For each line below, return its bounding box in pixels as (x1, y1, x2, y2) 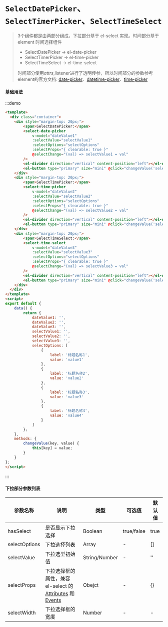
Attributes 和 (44, 590, 75, 597)
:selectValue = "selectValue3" (31, 250, 93, 255)
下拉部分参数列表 (5, 486, 40, 492)
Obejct (82, 581, 99, 588)
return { (23, 310, 41, 316)
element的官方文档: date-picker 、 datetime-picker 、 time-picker (17, 76, 148, 82)
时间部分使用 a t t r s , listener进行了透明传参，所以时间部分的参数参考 (17, 70, 153, 76)
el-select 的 (44, 582, 73, 589)
